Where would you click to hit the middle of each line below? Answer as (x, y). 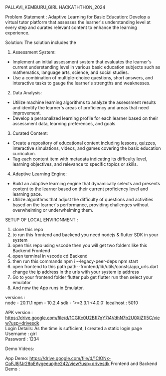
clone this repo (28, 229)
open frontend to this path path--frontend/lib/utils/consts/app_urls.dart (85, 266)
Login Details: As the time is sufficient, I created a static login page (74, 328)
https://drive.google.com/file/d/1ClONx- (70, 358)
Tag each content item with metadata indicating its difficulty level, (80, 159)
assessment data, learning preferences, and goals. (65, 124)
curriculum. (24, 154)
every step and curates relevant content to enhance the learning (71, 27)
